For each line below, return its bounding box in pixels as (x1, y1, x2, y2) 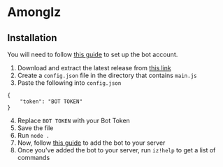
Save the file (17, 124, 54, 132)
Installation (7, 32, 57, 44)
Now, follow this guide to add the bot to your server (17, 138, 166, 147)
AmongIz (7, 4, 62, 20)
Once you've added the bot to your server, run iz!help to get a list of (17, 146, 216, 154)
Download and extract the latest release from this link (17, 64, 171, 72)
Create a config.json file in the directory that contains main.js (17, 71, 197, 79)
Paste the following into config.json (17, 79, 122, 87)
